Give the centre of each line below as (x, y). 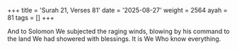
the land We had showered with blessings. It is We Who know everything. (114, 39)
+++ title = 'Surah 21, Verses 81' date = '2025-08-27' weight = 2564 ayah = (117, 10)
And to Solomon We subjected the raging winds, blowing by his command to (118, 31)
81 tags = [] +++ (31, 18)
